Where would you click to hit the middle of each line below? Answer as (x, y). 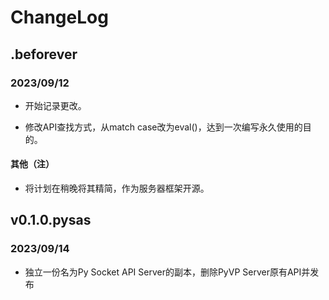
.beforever (44, 54)
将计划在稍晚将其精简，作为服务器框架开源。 (117, 188)
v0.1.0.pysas (51, 220)
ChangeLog (59, 17)
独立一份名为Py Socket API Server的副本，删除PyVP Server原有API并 (167, 272)
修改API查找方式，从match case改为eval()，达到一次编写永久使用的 (163, 127)
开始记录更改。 (55, 105)
